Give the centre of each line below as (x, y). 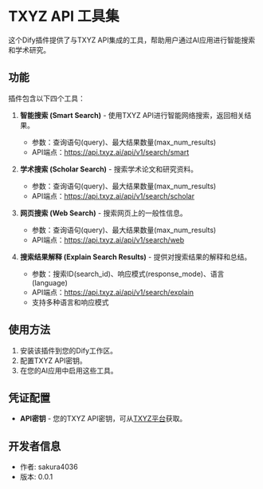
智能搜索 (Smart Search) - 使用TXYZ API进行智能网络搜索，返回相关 (132, 115)
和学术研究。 (29, 49)
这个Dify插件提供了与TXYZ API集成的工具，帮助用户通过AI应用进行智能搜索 (132, 40)
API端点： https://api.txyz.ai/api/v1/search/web (108, 239)
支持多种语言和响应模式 (70, 302)
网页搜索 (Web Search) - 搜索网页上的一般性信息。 (103, 213)
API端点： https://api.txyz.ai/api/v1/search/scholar (113, 195)
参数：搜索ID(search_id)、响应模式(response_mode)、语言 (128, 274)
